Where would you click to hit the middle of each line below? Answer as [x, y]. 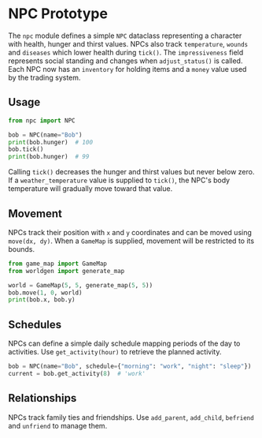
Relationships [42, 398]
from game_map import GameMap [58, 264]
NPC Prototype [58, 14]
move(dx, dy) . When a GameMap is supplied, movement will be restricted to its [131, 241]
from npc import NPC [42, 120]
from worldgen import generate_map [66, 271]
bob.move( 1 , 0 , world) [45, 293]
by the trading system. [44, 77]
